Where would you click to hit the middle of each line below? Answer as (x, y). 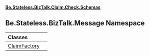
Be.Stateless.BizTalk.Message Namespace (75, 23)
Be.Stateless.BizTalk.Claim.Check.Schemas (53, 7)
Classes (18, 37)
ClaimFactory (24, 46)
